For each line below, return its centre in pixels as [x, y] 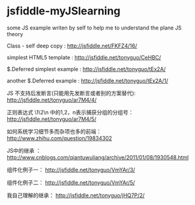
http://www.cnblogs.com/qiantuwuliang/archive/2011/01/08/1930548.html [98, 157]
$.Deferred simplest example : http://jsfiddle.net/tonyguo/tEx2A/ [86, 69]
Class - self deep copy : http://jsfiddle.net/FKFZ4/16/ [72, 46]
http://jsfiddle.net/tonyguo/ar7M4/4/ [52, 100]
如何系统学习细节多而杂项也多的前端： [54, 131]
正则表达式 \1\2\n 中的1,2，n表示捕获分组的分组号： [70, 112]
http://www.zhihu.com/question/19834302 [60, 138]
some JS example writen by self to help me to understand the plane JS [94, 28]
